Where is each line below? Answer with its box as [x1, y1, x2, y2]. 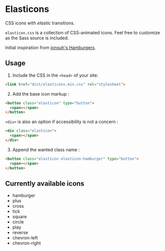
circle [12, 219, 24, 225]
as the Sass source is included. [5, 35, 69, 41]
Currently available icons [5, 179, 84, 188]
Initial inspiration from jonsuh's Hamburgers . [5, 44, 96, 50]
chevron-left [12, 235, 38, 241]
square [12, 214, 27, 220]
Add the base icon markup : [12, 91, 70, 97]
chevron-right [12, 240, 41, 246]
